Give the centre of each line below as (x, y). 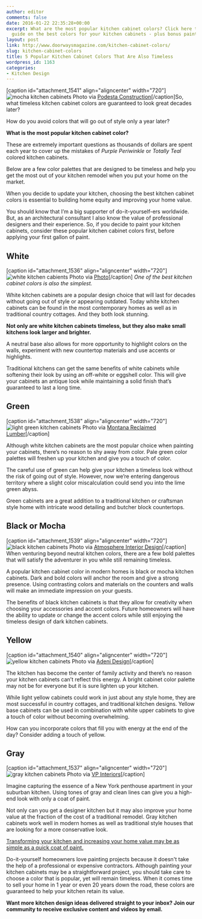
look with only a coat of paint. (54, 799)
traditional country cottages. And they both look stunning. (78, 314)
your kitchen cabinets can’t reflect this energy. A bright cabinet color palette (101, 679)
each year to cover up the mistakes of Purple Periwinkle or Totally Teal (94, 151)
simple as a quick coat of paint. (45, 848)
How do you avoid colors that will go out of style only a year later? (88, 122)
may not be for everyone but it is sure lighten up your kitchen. (83, 685)
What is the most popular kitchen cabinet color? (68, 133)
